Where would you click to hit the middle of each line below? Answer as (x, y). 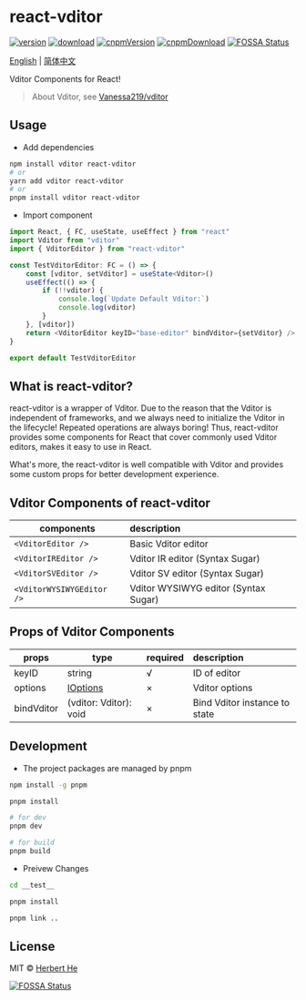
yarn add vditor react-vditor (67, 181)
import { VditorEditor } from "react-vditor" (97, 249)
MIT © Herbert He (44, 968)
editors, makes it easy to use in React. (81, 447)
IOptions (85, 688)
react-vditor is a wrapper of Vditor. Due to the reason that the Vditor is (141, 408)
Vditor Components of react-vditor (110, 503)
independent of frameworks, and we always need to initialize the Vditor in (147, 418)
